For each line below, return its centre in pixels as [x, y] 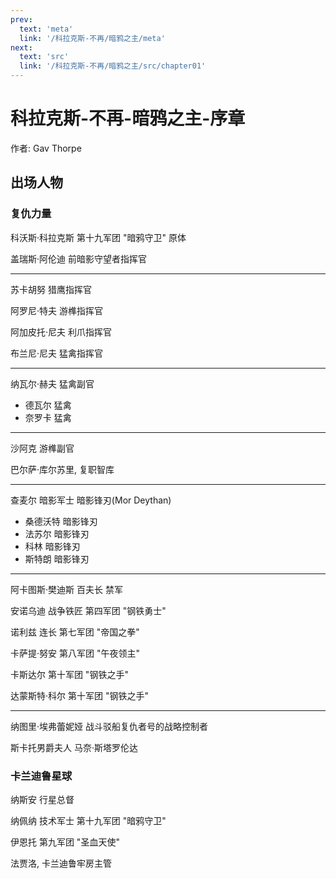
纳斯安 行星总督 [42, 799]
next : [21, 47]
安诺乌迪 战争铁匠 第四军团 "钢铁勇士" [88, 610]
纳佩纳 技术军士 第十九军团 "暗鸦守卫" [88, 820]
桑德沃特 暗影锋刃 [61, 521]
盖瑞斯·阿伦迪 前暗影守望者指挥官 [78, 258]
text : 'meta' [46, 29]
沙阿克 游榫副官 [42, 448]
